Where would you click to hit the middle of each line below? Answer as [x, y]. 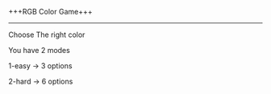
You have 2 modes [39, 50]
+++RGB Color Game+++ [50, 12]
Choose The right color [47, 35]
